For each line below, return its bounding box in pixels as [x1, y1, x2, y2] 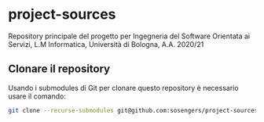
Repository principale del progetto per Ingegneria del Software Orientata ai [8, 31, 250, 41]
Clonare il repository [8, 63, 111, 76]
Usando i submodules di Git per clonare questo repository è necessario [8, 83, 239, 92]
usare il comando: [8, 91, 67, 101]
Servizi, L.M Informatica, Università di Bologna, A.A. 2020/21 [8, 39, 204, 48]
